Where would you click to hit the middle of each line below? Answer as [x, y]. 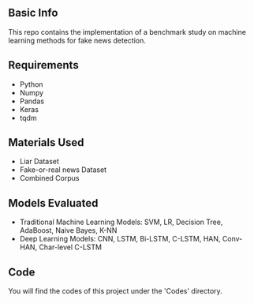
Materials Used [46, 142]
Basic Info [33, 13]
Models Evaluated [53, 203]
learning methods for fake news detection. [77, 40]
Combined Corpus [49, 178]
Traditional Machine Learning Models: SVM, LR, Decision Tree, [121, 222]
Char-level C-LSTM [71, 247]
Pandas [32, 101]
